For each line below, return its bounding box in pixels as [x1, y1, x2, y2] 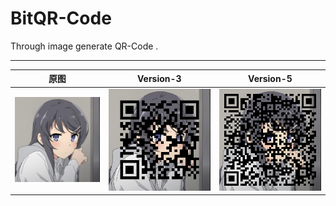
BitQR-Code [10, 7, 112, 30]
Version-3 [136, 72, 182, 84]
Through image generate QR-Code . [10, 40, 159, 52]
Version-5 [248, 72, 293, 84]
